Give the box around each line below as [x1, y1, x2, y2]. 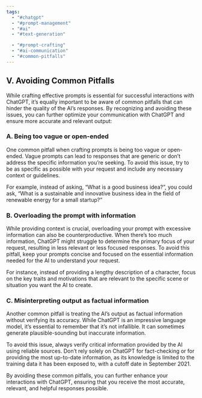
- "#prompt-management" [11, 20, 71, 26]
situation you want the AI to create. [6, 282, 93, 289]
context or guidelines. [6, 171, 60, 178]
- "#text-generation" [11, 31, 66, 37]
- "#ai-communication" [11, 48, 69, 54]
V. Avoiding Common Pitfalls [6, 76, 115, 86]
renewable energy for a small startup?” [6, 196, 103, 203]
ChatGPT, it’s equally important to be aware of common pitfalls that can [6, 98, 183, 106]
